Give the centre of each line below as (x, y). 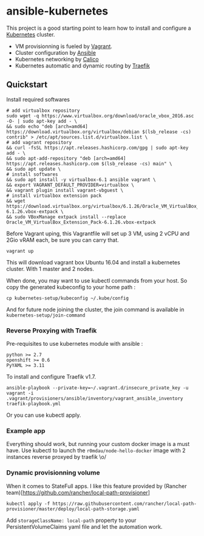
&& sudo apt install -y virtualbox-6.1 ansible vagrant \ (81, 180)
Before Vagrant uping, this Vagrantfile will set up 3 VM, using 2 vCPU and (98, 233)
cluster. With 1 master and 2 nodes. (50, 269)
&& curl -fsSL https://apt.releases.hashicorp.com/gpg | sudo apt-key (97, 148)
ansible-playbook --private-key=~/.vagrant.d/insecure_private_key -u (97, 388)
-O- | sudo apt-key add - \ (42, 121)
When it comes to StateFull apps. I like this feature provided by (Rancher (97, 486)
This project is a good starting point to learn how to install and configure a (99, 28)
